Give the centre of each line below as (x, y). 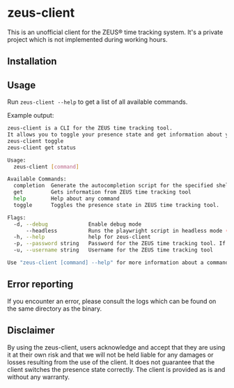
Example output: (31, 116)
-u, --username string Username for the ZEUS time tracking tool (114, 250)
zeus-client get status (42, 148)
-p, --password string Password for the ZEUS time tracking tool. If (120, 244)
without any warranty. (38, 377)
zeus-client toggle (36, 141)
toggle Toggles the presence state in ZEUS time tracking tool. (116, 205)
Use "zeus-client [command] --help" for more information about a (106, 263)
